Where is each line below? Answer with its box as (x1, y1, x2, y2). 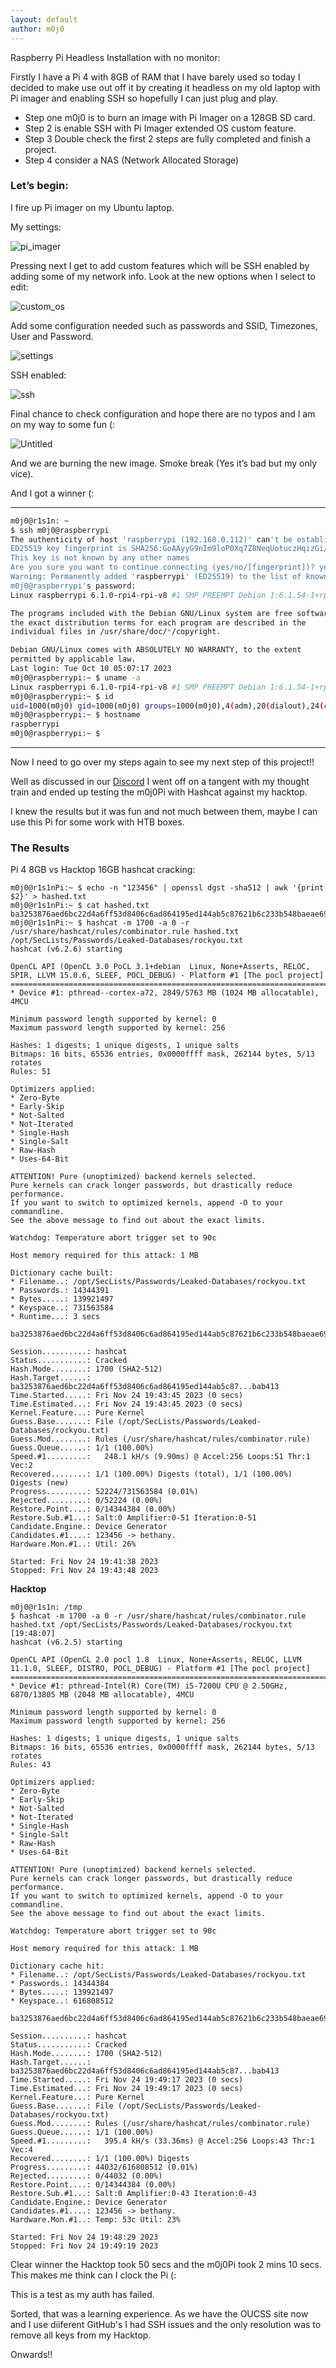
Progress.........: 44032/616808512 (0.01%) (10, 2162, 199, 2173)
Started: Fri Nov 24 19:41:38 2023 (10, 1557, 159, 1567)
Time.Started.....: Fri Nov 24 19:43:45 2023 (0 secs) (10, 1391, 244, 1401)
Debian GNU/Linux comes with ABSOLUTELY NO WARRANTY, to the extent (10, 645, 302, 655)
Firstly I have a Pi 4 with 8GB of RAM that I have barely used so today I (10, 71, 301, 83)
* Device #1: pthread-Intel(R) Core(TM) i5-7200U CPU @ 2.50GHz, (10, 1681, 288, 1691)
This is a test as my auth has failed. (10, 2289, 155, 2301)
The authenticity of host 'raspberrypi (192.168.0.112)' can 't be (10, 534, 293, 545)
